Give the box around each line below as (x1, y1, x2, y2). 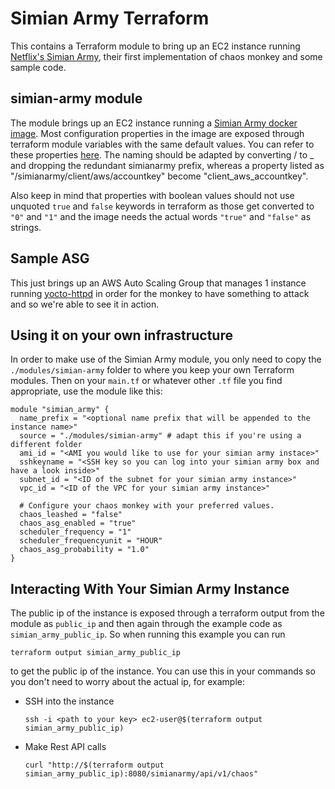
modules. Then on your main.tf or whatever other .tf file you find (10, 375, 283, 387)
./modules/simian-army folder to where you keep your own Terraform (10, 364, 295, 376)
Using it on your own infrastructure (10, 327, 233, 344)
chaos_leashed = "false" (19, 510, 123, 520)
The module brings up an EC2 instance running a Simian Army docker (10, 117, 298, 129)
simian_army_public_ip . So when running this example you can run (10, 628, 286, 641)
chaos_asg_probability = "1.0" (19, 545, 150, 555)
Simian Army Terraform (10, 7, 210, 30)
